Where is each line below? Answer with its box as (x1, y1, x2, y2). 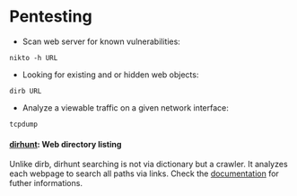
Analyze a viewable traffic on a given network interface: (22, 102, 229, 113)
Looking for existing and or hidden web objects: (22, 69, 199, 80)
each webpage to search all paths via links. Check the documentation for (9, 168, 280, 179)
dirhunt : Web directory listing (9, 138, 122, 149)
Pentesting (9, 6, 92, 27)
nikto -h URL (9, 53, 58, 62)
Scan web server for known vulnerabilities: (22, 36, 181, 47)
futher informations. (9, 178, 83, 189)
